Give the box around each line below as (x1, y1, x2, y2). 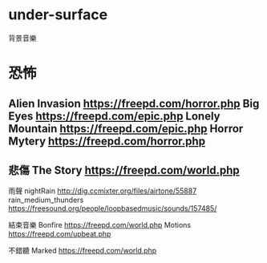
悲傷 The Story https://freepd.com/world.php (8, 163, 240, 177)
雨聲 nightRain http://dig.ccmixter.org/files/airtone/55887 (8, 186, 197, 196)
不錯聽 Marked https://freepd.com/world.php (8, 246, 157, 256)
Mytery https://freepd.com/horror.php (8, 134, 206, 148)
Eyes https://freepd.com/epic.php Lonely (8, 109, 220, 123)
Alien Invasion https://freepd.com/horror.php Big (8, 96, 260, 110)
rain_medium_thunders (8, 195, 84, 205)
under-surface (8, 6, 108, 24)
